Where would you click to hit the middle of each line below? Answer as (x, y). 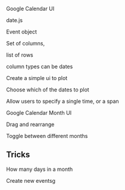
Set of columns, (26, 43)
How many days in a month (40, 169)
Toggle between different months (47, 136)
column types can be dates (40, 66)
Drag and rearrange (30, 124)
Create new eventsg (31, 180)
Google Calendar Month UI (39, 113)
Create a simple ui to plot (37, 78)
